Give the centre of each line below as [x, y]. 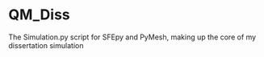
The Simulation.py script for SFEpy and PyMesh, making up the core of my [132, 37]
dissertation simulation [46, 45]
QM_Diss [39, 15]
